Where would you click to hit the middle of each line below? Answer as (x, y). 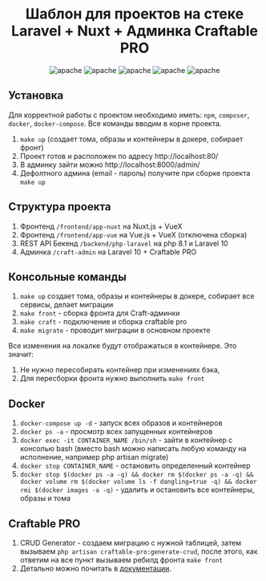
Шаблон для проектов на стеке (135, 14)
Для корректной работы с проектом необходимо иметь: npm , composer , (129, 115)
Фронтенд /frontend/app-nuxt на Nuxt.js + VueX (101, 226)
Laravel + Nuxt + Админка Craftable (135, 31)
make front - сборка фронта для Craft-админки (100, 313)
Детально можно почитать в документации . (96, 568)
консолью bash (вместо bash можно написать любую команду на (133, 449)
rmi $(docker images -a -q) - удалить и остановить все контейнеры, (137, 490)
